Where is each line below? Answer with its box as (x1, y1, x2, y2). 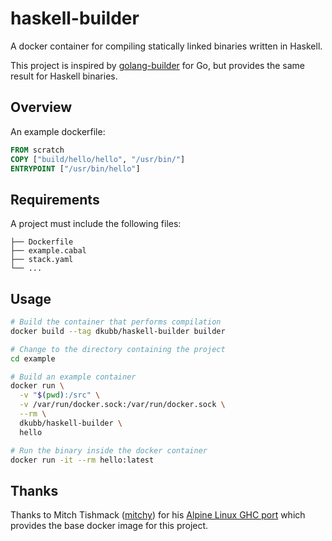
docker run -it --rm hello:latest (10, 455, 155, 465)
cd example (10, 353, 56, 364)
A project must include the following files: (10, 218, 182, 230)
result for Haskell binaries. (10, 70, 118, 82)
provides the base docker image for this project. (10, 520, 209, 532)
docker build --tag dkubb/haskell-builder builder (10, 326, 226, 336)
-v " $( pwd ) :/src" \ (19, 390, 101, 401)
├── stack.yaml (10, 255, 74, 265)
